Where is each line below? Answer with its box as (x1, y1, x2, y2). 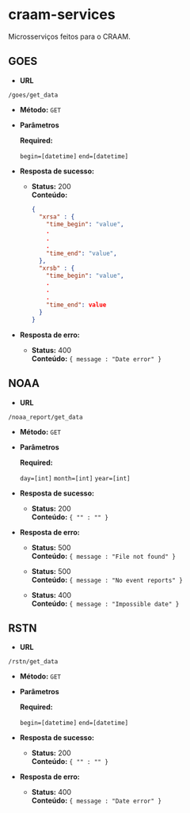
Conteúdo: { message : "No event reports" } (31, 575, 184, 584)
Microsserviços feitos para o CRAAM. (8, 32, 131, 41)
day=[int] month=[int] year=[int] (19, 474, 131, 482)
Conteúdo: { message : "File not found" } (31, 551, 177, 560)
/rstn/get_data (8, 658, 59, 666)
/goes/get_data (8, 91, 59, 99)
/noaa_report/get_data (8, 413, 83, 421)
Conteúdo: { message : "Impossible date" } (31, 598, 180, 608)
